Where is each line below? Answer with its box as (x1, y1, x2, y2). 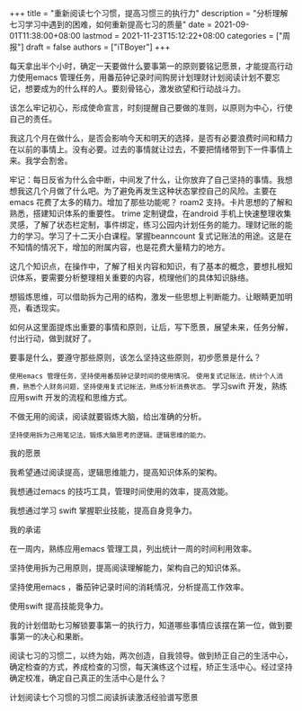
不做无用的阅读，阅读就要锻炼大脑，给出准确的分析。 (9, 411, 207, 421)
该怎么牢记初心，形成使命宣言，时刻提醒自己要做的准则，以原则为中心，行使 (9, 103, 293, 112)
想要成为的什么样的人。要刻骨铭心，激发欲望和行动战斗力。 (24, 84, 245, 94)
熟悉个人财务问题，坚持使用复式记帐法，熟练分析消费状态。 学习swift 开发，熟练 (22, 381, 288, 391)
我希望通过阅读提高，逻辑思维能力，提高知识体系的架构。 (9, 467, 222, 477)
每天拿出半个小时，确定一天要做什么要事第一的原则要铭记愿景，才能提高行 (9, 61, 285, 71)
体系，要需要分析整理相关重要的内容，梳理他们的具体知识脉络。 (16, 273, 253, 283)
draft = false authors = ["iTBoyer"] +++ (25, 41, 171, 52)
